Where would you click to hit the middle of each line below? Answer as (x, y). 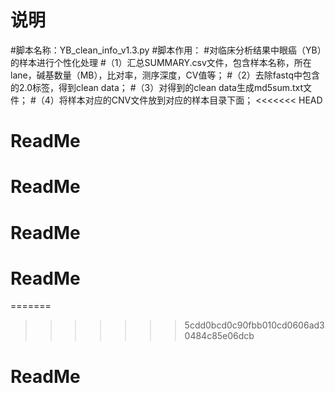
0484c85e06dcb (219, 336)
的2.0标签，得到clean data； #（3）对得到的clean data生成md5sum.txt (157, 87)
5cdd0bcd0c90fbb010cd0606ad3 (254, 325)
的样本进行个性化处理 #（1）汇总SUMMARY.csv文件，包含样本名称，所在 (161, 62)
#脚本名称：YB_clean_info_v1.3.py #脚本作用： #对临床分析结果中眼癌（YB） (166, 50)
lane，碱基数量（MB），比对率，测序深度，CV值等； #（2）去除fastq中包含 (165, 75)
